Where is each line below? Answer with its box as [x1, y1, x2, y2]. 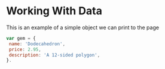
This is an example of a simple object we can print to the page [6, 24, 160, 31]
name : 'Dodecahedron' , [8, 40, 66, 47]
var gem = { [6, 35, 36, 41]
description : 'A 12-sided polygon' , [8, 52, 100, 58]
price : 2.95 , [8, 46, 42, 52]
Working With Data [6, 4, 103, 18]
